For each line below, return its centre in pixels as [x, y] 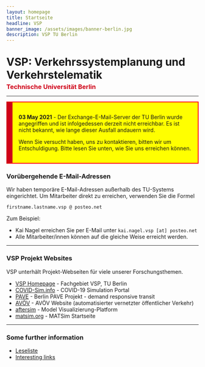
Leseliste [27, 351]
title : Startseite [30, 18]
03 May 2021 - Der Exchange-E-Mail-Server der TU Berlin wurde [101, 117]
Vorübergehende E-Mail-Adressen [59, 176]
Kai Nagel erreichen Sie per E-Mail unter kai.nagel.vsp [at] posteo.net [106, 230]
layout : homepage [28, 12]
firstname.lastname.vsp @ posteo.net [54, 207]
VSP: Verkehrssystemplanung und [96, 62]
